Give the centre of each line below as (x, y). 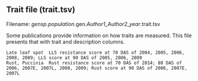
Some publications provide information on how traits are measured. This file (99, 35)
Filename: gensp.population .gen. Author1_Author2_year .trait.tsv (83, 24)
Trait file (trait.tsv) (41, 10)
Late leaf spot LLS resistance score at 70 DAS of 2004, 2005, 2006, (95, 53)
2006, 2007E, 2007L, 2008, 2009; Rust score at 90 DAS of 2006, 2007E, (97, 68)
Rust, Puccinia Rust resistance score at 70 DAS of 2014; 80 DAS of (94, 63)
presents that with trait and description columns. (65, 41)
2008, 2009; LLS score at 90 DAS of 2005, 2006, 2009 (74, 58)
